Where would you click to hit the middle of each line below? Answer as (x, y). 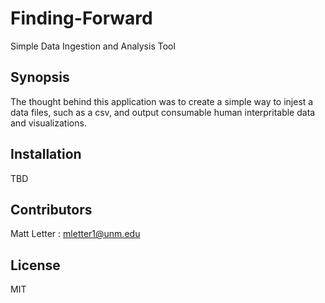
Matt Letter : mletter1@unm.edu (75, 234)
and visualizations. (48, 123)
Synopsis (40, 77)
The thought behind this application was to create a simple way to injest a (162, 101)
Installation (46, 154)
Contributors (51, 209)
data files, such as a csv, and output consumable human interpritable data (163, 112)
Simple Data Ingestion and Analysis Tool (93, 46)
